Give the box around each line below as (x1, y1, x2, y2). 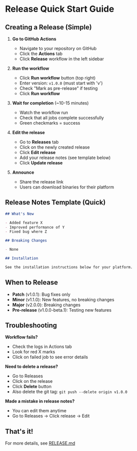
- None (5, 247, 19, 252)
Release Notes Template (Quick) (5, 198, 106, 207)
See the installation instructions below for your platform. (5, 265, 133, 269)
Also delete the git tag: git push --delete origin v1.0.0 (12, 389, 128, 395)
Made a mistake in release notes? (5, 398, 75, 404)
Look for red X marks (12, 349, 55, 355)
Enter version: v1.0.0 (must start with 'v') (19, 80, 103, 86)
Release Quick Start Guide (5, 3, 114, 15)
